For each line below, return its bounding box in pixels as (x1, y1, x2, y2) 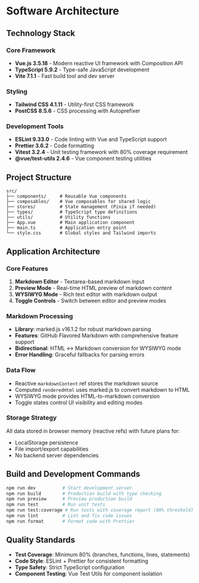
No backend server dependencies (14, 451, 99, 459)
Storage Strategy (6, 413, 57, 422)
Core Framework (6, 46, 56, 55)
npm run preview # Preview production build (6, 496, 133, 502)
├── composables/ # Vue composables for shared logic (6, 199, 151, 205)
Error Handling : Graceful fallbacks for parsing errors (14, 351, 145, 358)
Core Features (6, 264, 48, 273)
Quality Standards (6, 535, 76, 545)
